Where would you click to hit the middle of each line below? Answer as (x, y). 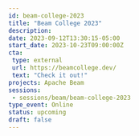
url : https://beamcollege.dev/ (64, 68)
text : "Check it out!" (50, 75)
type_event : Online (41, 105)
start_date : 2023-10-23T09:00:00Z (66, 46)
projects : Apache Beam (46, 82)
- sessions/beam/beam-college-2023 (71, 98)
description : (30, 30)
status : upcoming (37, 113)
